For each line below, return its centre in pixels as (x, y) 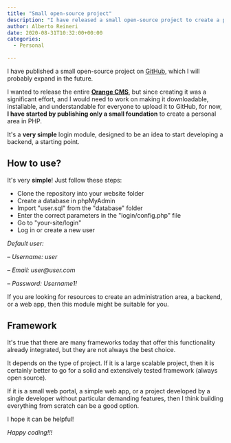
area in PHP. (25, 121)
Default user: (26, 243)
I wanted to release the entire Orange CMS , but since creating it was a (107, 92)
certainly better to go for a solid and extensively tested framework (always (112, 370)
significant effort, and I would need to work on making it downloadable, (108, 99)
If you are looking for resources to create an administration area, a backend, (115, 296)
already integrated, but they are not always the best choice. (91, 349)
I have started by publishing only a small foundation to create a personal (112, 114)
